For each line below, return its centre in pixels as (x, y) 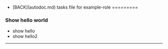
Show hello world (27, 20)
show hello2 (25, 36)
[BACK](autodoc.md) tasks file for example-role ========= (75, 7)
